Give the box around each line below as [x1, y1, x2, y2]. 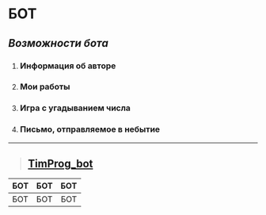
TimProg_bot [27, 157, 93, 171]
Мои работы [19, 81, 70, 92]
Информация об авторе [19, 60, 116, 71]
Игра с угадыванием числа [19, 102, 131, 113]
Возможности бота [8, 36, 108, 50]
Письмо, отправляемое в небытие [19, 124, 161, 135]
